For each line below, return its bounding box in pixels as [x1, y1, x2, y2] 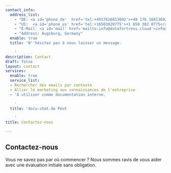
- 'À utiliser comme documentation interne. [10, 92, 106, 97]
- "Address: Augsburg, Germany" [14, 31, 83, 36]
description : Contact [5, 54, 51, 59]
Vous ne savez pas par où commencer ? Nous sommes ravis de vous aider [5, 156, 162, 162]
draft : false [5, 59, 33, 64]
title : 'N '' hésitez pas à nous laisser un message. [10, 41, 122, 46]
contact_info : [5, 7, 36, 13]
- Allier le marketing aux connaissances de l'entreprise [10, 87, 136, 92]
